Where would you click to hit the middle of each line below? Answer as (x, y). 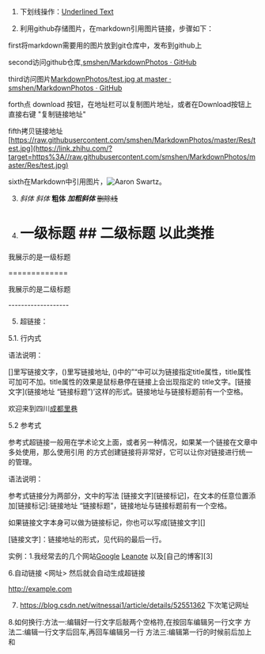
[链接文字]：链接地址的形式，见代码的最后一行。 (87, 539)
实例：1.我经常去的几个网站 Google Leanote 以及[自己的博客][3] (111, 556)
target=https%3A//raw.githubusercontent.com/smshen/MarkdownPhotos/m (132, 157)
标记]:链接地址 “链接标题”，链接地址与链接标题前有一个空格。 (131, 505)
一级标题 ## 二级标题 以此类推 (117, 233)
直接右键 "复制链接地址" (47, 114)
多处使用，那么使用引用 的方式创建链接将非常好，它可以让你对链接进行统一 (131, 452)
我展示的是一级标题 (40, 257)
